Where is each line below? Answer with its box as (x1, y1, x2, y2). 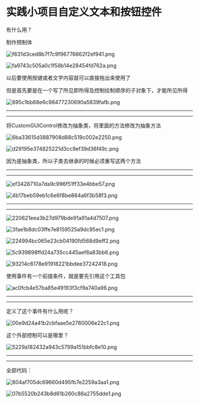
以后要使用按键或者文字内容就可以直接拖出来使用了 (6, 74, 131, 81)
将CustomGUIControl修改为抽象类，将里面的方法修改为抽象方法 (6, 122, 161, 129)
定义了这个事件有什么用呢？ (6, 307, 74, 314)
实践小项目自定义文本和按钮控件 (6, 5, 162, 19)
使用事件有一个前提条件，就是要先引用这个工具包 (6, 272, 126, 279)
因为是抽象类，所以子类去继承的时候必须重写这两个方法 (6, 157, 141, 165)
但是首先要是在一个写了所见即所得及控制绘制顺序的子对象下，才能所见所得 (6, 86, 188, 94)
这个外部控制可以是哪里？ (6, 331, 69, 338)
